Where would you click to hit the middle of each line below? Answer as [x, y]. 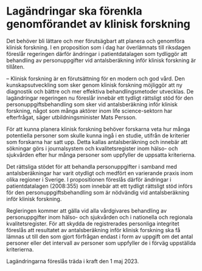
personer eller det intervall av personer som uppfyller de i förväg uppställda [101, 243]
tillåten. [16, 67]
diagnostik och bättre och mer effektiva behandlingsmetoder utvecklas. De [100, 91]
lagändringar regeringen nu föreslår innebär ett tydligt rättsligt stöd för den [100, 98]
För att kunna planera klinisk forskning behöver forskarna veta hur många [98, 129]
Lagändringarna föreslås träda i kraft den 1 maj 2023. [73, 261]
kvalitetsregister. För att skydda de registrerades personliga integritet [93, 224]
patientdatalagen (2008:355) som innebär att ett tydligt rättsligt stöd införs [99, 186]
